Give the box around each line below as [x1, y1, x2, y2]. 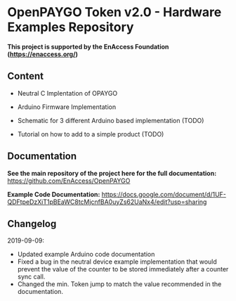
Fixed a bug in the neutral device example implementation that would [17, 257, 218, 266]
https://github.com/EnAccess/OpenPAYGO [7, 177, 131, 185]
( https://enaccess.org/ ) [7, 50, 79, 58]
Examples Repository [7, 19, 134, 35]
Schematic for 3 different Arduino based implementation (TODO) [17, 116, 204, 124]
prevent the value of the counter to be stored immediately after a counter [17, 265, 229, 274]
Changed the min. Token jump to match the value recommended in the [17, 280, 222, 288]
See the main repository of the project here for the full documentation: [7, 169, 217, 177]
